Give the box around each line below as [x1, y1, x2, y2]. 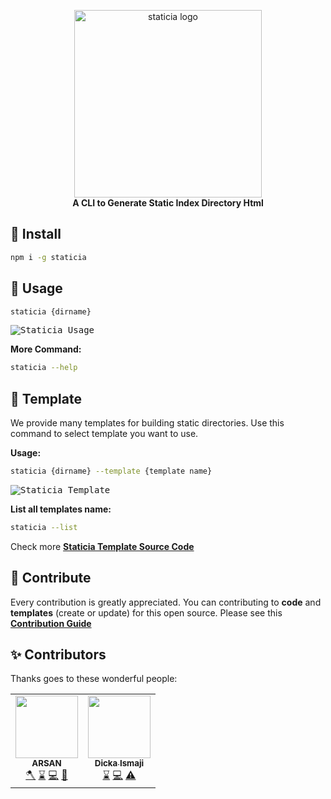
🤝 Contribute [10, 570, 92, 587]
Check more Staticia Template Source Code [10, 540, 195, 552]
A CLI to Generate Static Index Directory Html [72, 197, 264, 209]
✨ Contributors [10, 646, 107, 664]
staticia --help [10, 363, 78, 373]
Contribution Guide [10, 617, 92, 629]
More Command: [10, 343, 82, 355]
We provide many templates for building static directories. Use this [10, 417, 285, 429]
